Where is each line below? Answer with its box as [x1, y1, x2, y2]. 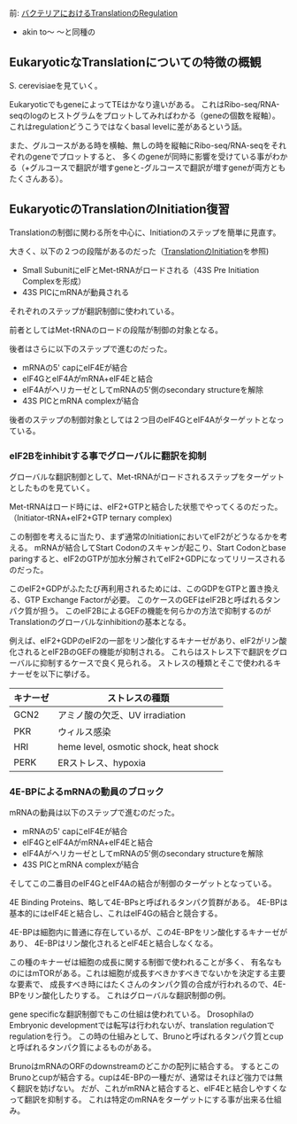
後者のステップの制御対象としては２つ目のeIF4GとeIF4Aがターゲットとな [9, 414, 277, 425]
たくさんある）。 [9, 173, 68, 183]
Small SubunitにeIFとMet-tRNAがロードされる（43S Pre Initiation [21, 264, 260, 275]
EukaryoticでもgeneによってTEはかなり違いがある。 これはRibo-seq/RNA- [9, 98, 280, 109]
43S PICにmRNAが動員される [21, 286, 130, 297]
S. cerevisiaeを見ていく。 [9, 80, 103, 90]
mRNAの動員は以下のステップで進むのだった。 [9, 808, 179, 818]
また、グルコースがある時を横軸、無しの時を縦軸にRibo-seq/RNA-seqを [9, 140, 271, 151]
